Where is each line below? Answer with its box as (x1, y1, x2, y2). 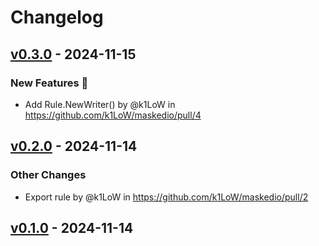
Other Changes (10, 168, 87, 182)
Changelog (10, 6, 104, 29)
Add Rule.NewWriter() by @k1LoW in (24, 98, 176, 110)
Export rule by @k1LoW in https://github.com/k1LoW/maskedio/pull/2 (24, 191, 309, 203)
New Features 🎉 (10, 76, 89, 90)
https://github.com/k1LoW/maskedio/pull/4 (24, 109, 202, 121)
